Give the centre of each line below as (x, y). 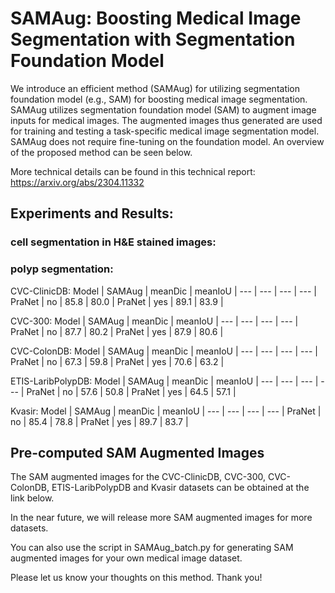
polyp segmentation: (62, 269)
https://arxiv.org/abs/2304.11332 (77, 182)
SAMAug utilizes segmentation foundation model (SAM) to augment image (163, 109)
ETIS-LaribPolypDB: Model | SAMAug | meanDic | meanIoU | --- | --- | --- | (164, 381)
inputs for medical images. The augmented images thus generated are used (166, 120)
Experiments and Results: (92, 213)
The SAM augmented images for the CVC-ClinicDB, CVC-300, (138, 477)
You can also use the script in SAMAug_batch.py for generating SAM (152, 548)
